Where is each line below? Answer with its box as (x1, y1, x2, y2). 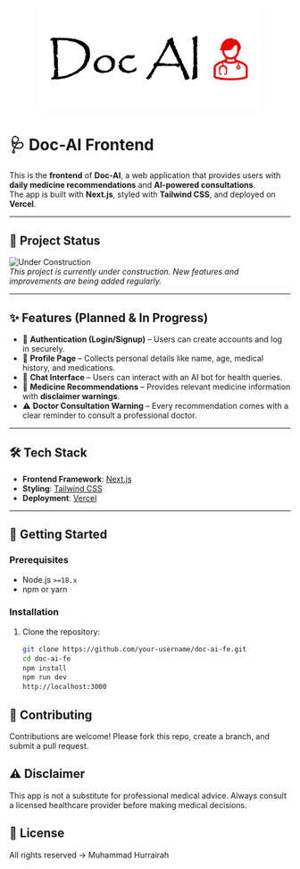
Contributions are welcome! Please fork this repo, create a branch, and (9, 731, 271, 742)
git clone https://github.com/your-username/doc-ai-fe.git (21, 644, 247, 653)
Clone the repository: (21, 626, 101, 637)
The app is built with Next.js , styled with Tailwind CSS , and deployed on (9, 189, 277, 200)
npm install (21, 663, 67, 673)
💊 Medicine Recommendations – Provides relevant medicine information (21, 381, 291, 392)
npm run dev (21, 673, 67, 682)
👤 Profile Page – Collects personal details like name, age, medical (21, 353, 264, 364)
